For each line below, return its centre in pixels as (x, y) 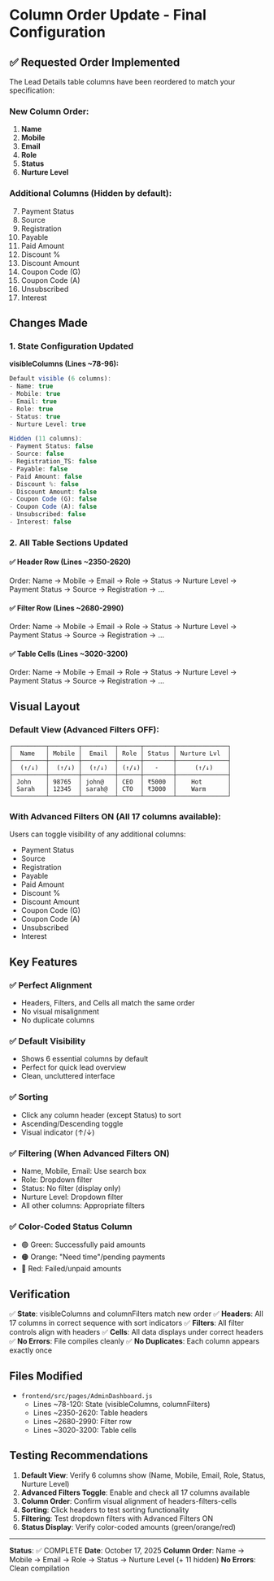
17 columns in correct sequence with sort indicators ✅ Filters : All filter (127, 1323)
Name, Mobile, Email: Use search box (84, 1171)
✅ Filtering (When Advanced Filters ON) (89, 1153)
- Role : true (31, 409)
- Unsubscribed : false (48, 515)
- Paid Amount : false (46, 476)
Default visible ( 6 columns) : (61, 379)
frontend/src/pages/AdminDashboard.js (87, 1396)
